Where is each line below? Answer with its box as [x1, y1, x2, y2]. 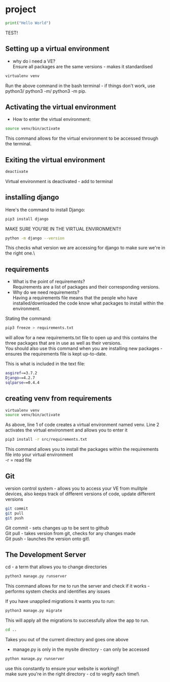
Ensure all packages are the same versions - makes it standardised [12, 63, 153, 69]
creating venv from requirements [5, 394, 112, 403]
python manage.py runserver [5, 656, 65, 662]
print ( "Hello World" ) [5, 20, 51, 26]
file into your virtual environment [5, 451, 74, 458]
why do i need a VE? [12, 58, 56, 64]
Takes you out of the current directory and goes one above [5, 637, 128, 643]
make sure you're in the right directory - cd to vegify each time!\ [5, 671, 140, 677]
